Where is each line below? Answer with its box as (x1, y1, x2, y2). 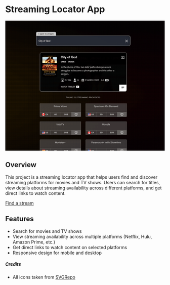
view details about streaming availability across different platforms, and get (5, 185, 162, 191)
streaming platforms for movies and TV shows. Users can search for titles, (5, 179, 160, 185)
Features (5, 215, 34, 223)
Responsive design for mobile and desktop (12, 250, 102, 256)
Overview (5, 160, 37, 169)
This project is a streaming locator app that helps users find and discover (5, 174, 158, 180)
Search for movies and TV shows (12, 228, 82, 234)
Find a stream (5, 200, 34, 206)
